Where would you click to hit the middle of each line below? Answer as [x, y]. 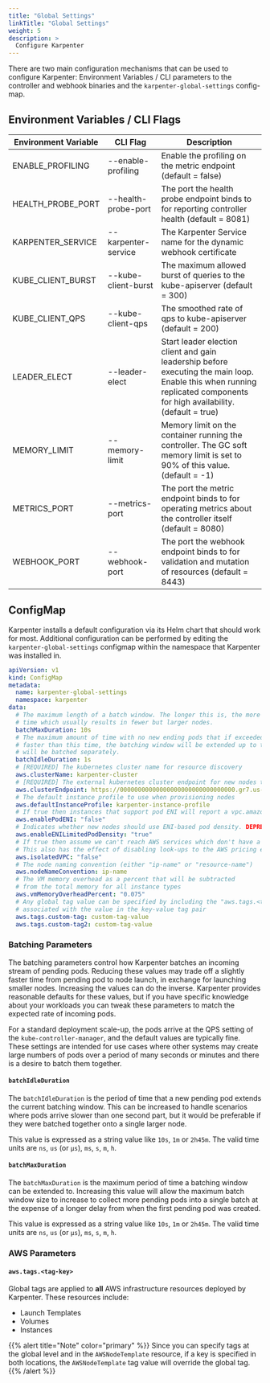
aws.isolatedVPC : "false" [59, 857]
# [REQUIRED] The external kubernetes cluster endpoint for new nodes [136, 782]
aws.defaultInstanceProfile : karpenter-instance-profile [113, 805]
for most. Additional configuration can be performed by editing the [119, 638]
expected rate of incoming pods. [62, 1013]
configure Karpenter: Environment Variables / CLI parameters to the [120, 77]
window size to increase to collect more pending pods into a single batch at [133, 1200]
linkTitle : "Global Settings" [59, 23]
